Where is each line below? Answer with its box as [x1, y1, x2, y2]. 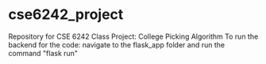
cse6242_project [8, 6, 124, 24]
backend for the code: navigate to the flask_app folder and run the [8, 40, 225, 49]
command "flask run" [8, 48, 78, 58]
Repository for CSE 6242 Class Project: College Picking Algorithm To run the [8, 32, 259, 41]
